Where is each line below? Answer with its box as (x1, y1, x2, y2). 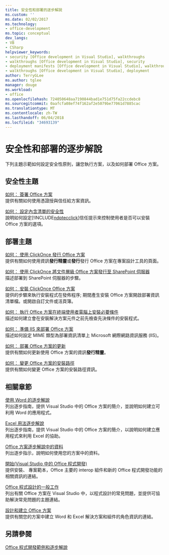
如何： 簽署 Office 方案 (5, 191, 53, 197)
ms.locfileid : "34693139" (5, 120, 59, 125)
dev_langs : (5, 36, 28, 41)
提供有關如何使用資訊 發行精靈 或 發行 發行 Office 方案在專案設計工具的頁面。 (5, 258, 161, 264)
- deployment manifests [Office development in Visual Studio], (5, 64, 143, 69)
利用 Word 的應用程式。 (5, 410, 54, 415)
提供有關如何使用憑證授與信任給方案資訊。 (5, 198, 94, 204)
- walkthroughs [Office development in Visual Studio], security (5, 59, 145, 64)
